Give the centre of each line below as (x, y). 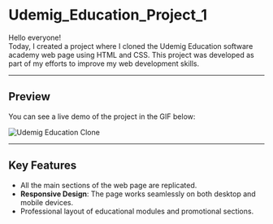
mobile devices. (47, 202)
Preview (30, 97)
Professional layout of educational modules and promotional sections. (137, 211)
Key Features (43, 166)
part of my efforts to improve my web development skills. (104, 64)
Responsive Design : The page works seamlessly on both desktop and (138, 194)
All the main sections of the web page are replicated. (108, 185)
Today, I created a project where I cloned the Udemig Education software (131, 46)
